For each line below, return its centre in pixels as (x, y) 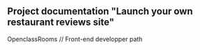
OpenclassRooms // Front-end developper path (75, 39)
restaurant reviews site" (61, 23)
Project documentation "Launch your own (100, 11)
